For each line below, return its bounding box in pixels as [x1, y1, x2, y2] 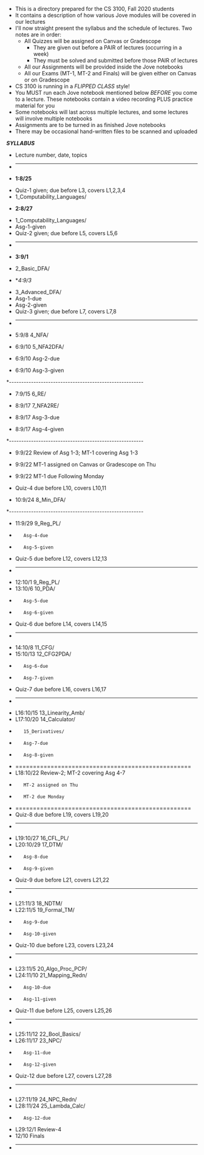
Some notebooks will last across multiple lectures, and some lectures [15, 109, 188, 115]
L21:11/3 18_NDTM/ [15, 900, 63, 907]
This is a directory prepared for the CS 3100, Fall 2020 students [15, 5, 175, 12]
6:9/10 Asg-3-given [15, 367, 64, 374]
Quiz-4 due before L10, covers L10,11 [15, 484, 106, 492]
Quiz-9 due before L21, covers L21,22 [15, 876, 109, 883]
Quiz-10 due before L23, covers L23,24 [15, 942, 114, 948]
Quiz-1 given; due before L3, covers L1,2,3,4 [15, 187, 126, 194]
